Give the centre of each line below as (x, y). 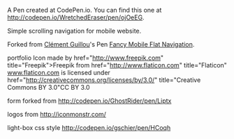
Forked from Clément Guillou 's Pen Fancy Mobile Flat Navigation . (101, 44)
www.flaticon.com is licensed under (59, 73)
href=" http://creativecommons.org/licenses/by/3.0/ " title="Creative (104, 80)
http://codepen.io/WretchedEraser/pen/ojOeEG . (76, 17)
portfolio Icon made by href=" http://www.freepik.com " (86, 58)
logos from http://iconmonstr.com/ (57, 114)
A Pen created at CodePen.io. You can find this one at (85, 10)
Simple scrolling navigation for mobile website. (74, 31)
